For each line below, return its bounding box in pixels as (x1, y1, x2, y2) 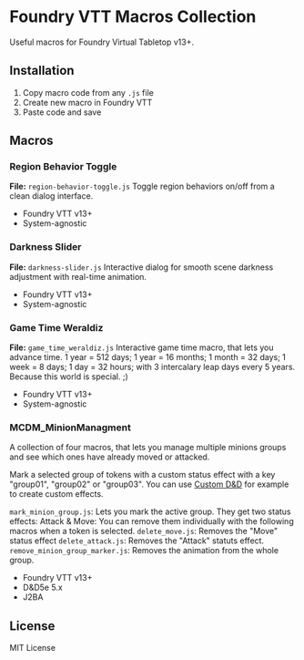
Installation (9, 63, 75, 78)
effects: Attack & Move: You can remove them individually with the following (9, 516, 294, 527)
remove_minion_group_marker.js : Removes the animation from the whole (9, 545, 279, 556)
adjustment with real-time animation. (9, 271, 147, 282)
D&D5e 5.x (22, 582, 64, 593)
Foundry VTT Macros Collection (9, 6, 257, 27)
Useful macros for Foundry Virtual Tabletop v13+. (9, 36, 194, 47)
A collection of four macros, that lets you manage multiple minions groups (9, 442, 287, 453)
